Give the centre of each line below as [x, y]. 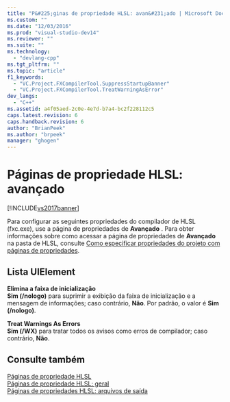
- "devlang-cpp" [36, 58]
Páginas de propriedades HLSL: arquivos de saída [78, 390]
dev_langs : [23, 97]
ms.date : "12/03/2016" [39, 26]
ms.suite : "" [26, 45]
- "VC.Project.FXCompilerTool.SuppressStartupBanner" [91, 84]
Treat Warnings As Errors [44, 323]
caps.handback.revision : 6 [46, 122]
